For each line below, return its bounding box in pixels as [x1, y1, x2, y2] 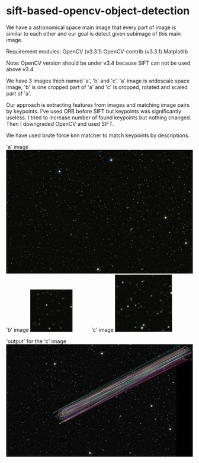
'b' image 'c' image [6, 326, 114, 333]
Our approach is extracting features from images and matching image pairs [6, 101, 190, 108]
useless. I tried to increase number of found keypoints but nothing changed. [6, 114, 191, 121]
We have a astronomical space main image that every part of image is [6, 24, 176, 31]
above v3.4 [6, 65, 34, 72]
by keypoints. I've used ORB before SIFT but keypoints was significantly [6, 107, 182, 115]
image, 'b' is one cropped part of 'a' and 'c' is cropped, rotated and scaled [6, 83, 188, 90]
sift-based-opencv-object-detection [6, 4, 190, 18]
